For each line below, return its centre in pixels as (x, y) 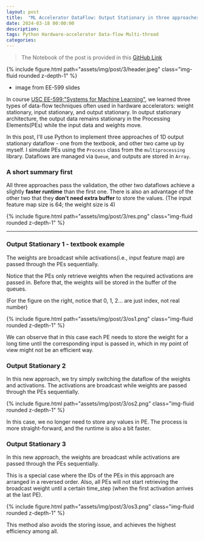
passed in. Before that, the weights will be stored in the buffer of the (91, 282)
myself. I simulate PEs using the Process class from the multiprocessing (96, 150)
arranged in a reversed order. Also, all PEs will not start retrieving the (92, 482)
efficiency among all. (32, 531)
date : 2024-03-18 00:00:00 (40, 23)
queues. (16, 289)
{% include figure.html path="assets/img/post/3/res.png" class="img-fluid (100, 216)
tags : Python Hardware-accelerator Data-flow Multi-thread (83, 35)
